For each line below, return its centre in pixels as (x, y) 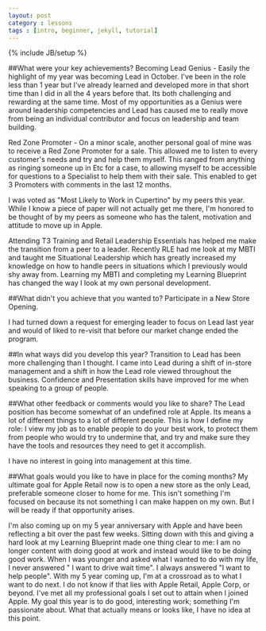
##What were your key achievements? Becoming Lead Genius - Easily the (129, 68)
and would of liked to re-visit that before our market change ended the (123, 331)
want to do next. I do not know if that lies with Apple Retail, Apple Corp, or (129, 585)
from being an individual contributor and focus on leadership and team (124, 119)
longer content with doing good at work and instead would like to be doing (130, 551)
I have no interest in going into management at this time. (100, 461)
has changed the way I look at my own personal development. (110, 283)
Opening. (23, 307)
